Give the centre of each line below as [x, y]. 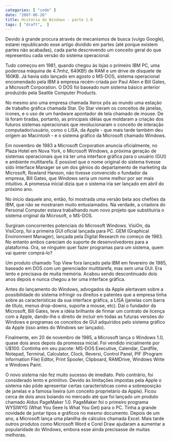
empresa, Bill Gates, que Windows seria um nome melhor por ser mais [80, 179]
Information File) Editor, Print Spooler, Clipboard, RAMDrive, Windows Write [85, 359]
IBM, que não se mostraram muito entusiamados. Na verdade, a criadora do [85, 205]
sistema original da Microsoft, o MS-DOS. [49, 216]
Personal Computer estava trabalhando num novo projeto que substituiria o [85, 210]
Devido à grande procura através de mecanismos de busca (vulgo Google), [85, 39]
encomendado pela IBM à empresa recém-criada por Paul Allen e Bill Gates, [85, 82]
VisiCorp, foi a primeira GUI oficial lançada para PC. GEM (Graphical [77, 231]
